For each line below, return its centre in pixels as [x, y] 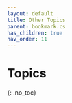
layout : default [30, 13]
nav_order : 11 [27, 39]
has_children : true [35, 33]
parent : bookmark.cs [37, 26]
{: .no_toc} [22, 93]
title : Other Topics [37, 20]
